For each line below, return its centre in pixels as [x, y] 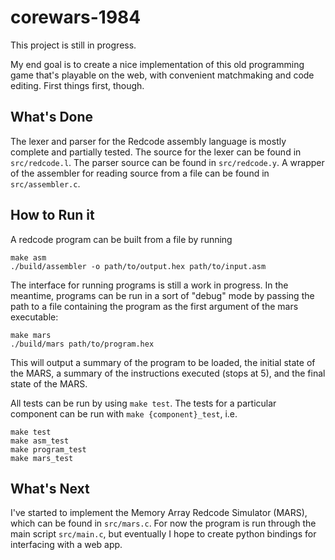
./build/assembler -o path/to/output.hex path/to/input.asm [138, 266]
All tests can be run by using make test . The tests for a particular [143, 403]
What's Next [50, 488]
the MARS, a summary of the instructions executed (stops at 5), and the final [168, 373]
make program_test [48, 449]
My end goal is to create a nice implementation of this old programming [157, 64]
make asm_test [40, 441]
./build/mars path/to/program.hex [82, 344]
